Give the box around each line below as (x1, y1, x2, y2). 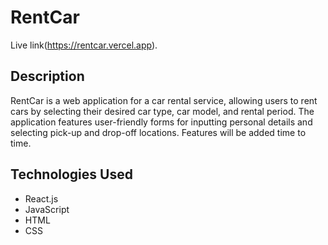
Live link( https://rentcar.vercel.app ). (10, 39, 158, 51)
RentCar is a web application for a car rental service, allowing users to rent (10, 94, 318, 106)
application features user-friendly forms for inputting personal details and (10, 116, 313, 128)
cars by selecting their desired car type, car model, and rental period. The (10, 105, 315, 117)
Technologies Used (10, 166, 133, 183)
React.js (24, 192, 59, 205)
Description (10, 68, 85, 85)
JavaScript (24, 203, 70, 215)
